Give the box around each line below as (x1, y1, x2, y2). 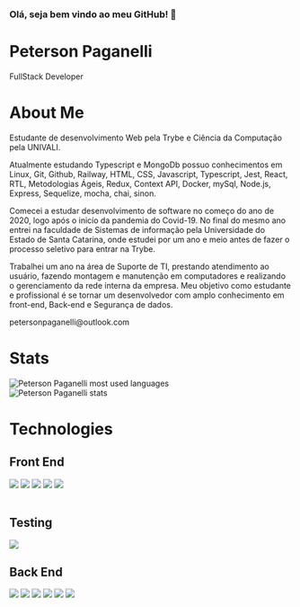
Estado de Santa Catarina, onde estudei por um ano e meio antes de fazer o (9, 234, 290, 245)
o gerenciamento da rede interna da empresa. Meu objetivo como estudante (9, 280, 292, 290)
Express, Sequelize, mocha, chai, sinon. (9, 188, 157, 199)
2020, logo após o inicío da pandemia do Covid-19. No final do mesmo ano (9, 215, 286, 226)
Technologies (9, 418, 114, 439)
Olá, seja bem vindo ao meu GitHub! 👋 (9, 8, 177, 21)
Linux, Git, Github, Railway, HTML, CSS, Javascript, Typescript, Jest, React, (9, 168, 288, 179)
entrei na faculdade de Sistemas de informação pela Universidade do (9, 224, 266, 235)
